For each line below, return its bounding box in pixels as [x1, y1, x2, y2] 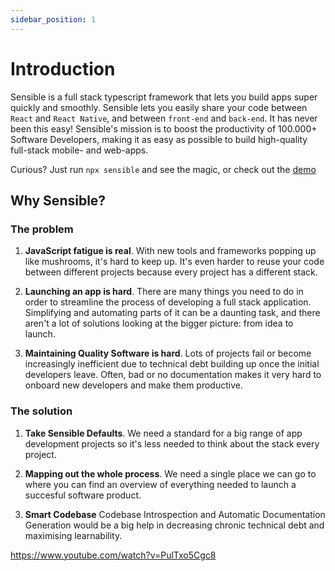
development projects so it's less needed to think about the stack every [24, 437, 320, 450]
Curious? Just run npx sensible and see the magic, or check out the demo [10, 163, 317, 175]
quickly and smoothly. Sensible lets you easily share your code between [10, 101, 308, 113]
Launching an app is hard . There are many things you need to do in [24, 286, 304, 298]
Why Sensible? [10, 192, 107, 209]
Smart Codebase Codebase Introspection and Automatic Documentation [24, 508, 326, 520]
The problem [10, 222, 74, 236]
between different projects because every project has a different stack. [24, 266, 318, 278]
